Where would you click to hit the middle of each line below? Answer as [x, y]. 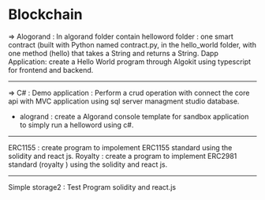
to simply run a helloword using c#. [77, 125]
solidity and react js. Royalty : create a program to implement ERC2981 [123, 156]
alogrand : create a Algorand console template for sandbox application [134, 116]
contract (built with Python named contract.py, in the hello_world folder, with [132, 44]
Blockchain [45, 15]
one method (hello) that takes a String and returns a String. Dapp [114, 53]
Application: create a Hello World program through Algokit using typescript [129, 62]
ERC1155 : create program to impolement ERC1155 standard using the [120, 147]
